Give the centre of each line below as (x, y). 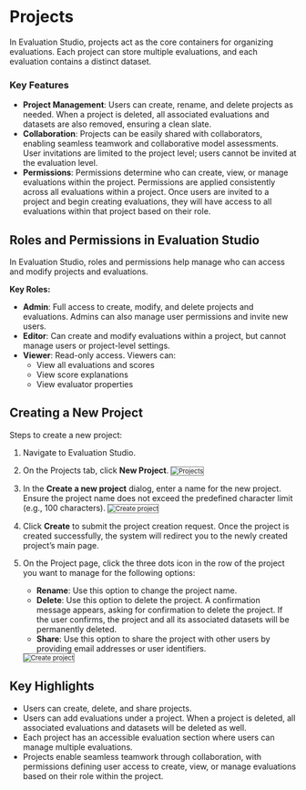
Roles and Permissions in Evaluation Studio (134, 240)
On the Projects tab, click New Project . (96, 470)
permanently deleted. (76, 629)
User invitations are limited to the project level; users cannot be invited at (159, 153)
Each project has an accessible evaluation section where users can (148, 737)
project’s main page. (61, 545)
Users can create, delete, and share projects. (107, 708)
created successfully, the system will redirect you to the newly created (155, 536)
